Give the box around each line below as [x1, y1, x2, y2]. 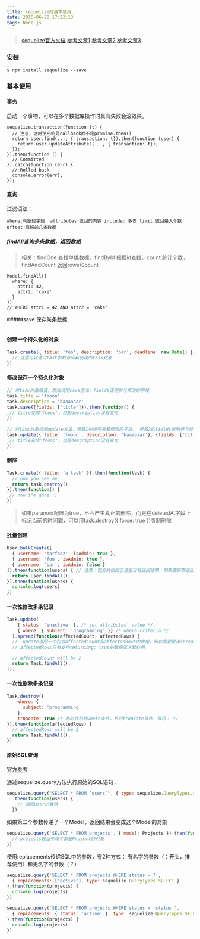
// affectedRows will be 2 [12, 726, 79, 733]
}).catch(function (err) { [7, 161, 74, 167]
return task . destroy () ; [12, 481, 71, 487]
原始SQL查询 [7, 751, 38, 758]
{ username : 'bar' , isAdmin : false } [12, 561, 106, 568]
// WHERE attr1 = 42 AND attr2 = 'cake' [7, 304, 109, 310]
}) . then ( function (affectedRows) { [7, 721, 93, 727]
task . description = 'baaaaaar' [7, 399, 84, 405]
